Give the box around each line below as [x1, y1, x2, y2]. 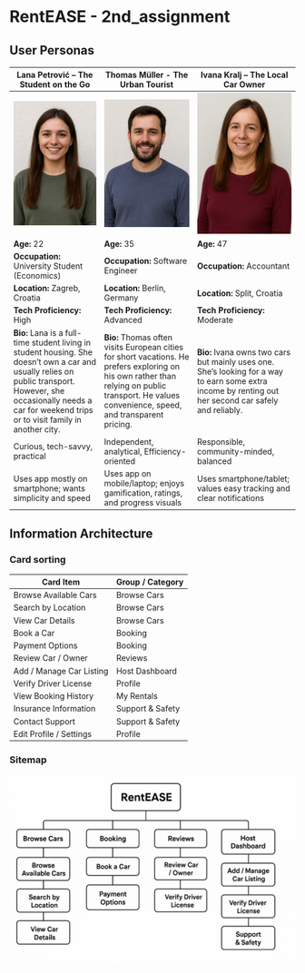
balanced [196, 456, 232, 467]
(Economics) [13, 270, 62, 280]
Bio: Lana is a [13, 327, 64, 338]
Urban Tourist [119, 79, 174, 90]
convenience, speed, [103, 399, 182, 410]
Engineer [103, 265, 138, 276]
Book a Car [13, 627, 55, 638]
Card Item [42, 576, 80, 587]
